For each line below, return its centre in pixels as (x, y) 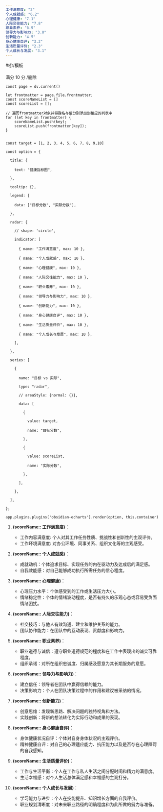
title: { (19, 160)
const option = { (23, 152)
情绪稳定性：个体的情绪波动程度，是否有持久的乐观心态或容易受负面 (88, 597)
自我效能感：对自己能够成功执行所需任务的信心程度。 (73, 570)
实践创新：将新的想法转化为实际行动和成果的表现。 (71, 717)
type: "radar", (34, 387)
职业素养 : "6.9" (20, 28)
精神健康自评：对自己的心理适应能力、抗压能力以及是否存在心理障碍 (88, 744)
